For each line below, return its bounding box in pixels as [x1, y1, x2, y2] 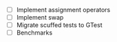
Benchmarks [16, 28, 53, 37]
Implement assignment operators [16, 6, 111, 14]
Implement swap [16, 14, 64, 22]
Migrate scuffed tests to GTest [16, 21, 103, 29]
